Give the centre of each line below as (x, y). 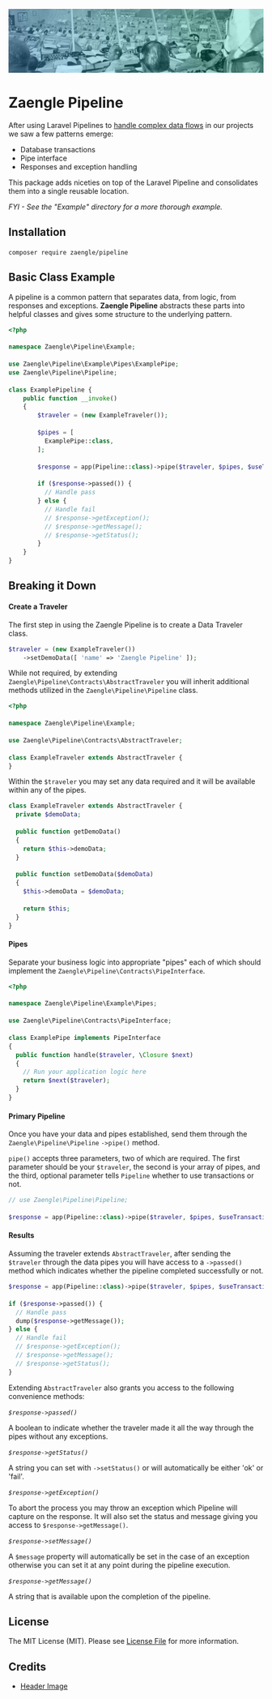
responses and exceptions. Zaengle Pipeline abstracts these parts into (127, 306)
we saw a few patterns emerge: (61, 134)
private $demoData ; (49, 815)
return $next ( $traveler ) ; (67, 1081)
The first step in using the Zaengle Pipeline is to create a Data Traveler (125, 624)
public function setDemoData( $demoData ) (85, 875)
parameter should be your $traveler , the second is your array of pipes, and (134, 1167)
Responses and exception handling (79, 166)
